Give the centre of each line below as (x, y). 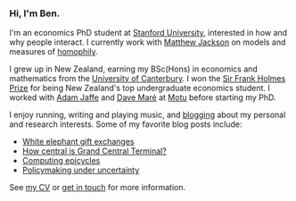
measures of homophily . (53, 52)
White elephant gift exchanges (78, 142)
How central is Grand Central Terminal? (94, 151)
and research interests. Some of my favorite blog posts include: (126, 124)
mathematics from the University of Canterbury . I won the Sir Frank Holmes (148, 79)
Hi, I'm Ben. (35, 13)
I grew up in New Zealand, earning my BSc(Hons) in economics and (134, 69)
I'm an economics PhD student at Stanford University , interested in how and (148, 33)
